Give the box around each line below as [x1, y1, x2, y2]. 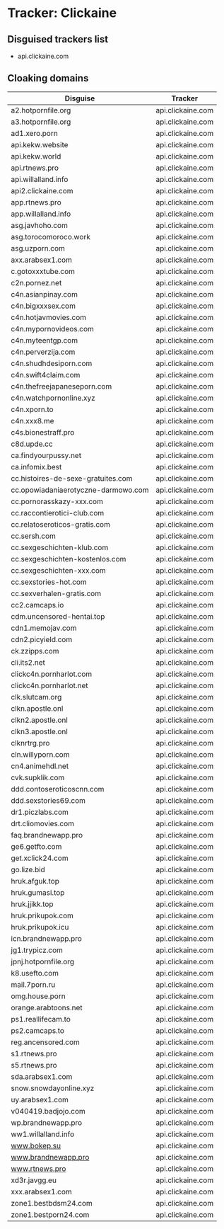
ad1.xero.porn [11, 128, 58, 138]
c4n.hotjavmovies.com [11, 312, 87, 322]
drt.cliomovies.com [11, 818, 75, 828]
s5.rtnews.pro [11, 1060, 58, 1070]
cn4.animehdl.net [11, 761, 69, 771]
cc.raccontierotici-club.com [11, 508, 105, 518]
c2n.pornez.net [11, 278, 62, 287]
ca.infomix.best [11, 462, 62, 471]
